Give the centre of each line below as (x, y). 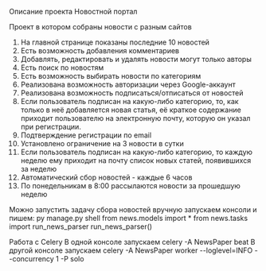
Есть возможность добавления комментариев (100, 50)
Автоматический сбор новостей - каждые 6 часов (106, 177)
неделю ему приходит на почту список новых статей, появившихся (136, 161)
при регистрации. (51, 127)
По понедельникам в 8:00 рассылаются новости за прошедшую (131, 186)
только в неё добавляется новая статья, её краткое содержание (131, 110)
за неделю (39, 169)
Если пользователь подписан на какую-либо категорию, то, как (129, 101)
